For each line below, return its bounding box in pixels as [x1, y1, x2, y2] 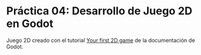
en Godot [6, 17, 54, 30]
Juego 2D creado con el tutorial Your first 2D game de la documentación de [6, 36, 196, 44]
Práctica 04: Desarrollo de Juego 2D [6, 4, 193, 18]
